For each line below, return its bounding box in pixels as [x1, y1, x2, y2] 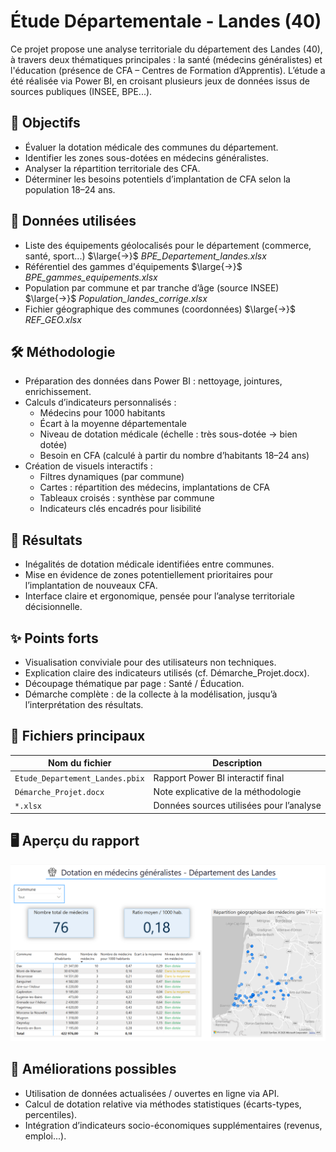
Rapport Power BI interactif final [153, 771, 285, 784]
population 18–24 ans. [24, 183, 116, 195]
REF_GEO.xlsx [24, 313, 82, 325]
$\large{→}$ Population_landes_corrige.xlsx [24, 292, 208, 304]
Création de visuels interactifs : [24, 460, 153, 472]
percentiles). [24, 1108, 78, 1120]
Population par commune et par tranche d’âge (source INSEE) [24, 281, 280, 294]
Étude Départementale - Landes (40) [10, 10, 322, 33]
